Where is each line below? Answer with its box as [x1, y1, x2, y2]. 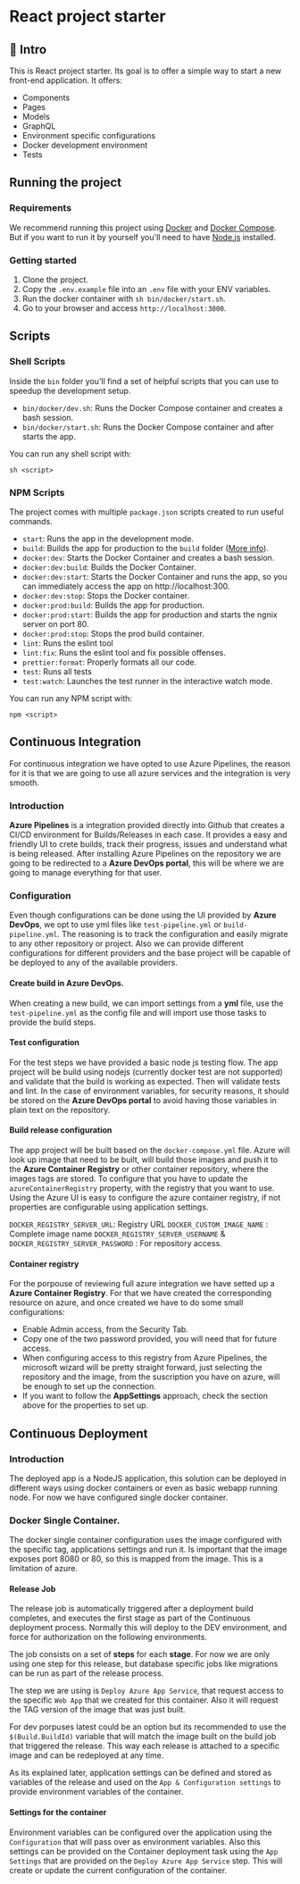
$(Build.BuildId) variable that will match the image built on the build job [9, 1731, 277, 1742]
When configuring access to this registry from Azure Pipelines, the [21, 1352, 268, 1363]
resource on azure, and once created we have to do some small [9, 1297, 244, 1308]
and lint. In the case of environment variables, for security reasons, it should [9, 1085, 289, 1096]
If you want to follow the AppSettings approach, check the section [21, 1391, 268, 1402]
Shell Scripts [9, 356, 66, 368]
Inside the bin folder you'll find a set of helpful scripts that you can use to [9, 375, 279, 386]
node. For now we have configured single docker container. [9, 1492, 229, 1503]
